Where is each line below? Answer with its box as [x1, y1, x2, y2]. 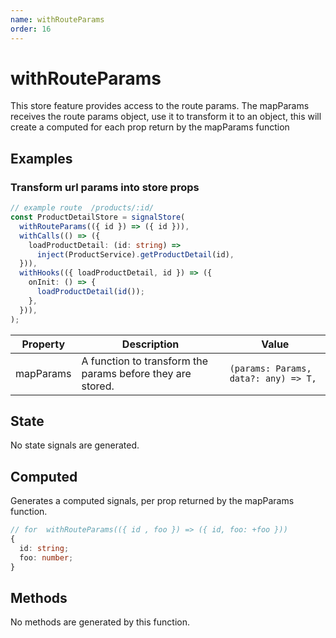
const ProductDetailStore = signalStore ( [10, 212, 186, 222]
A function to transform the [81, 354, 208, 368]
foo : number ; [19, 552, 74, 563]
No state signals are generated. [10, 439, 140, 451]
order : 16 [10, 24, 52, 34]
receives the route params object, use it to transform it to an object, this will [10, 111, 322, 123]
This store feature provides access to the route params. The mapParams [10, 100, 310, 112]
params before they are [81, 366, 192, 380]
